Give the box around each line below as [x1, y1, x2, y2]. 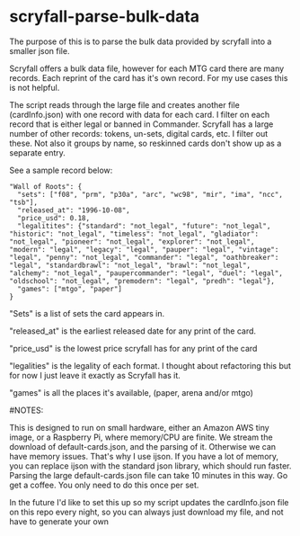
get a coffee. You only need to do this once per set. [9, 479, 199, 490]
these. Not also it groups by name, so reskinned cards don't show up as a [9, 138, 282, 148]
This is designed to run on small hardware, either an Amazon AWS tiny [9, 422, 269, 433]
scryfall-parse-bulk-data [9, 6, 200, 27]
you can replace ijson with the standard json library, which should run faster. [9, 460, 292, 471]
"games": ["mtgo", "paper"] [17, 284, 123, 293]
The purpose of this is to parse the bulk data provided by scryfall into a [9, 36, 272, 47]
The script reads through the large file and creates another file [9, 99, 240, 110]
